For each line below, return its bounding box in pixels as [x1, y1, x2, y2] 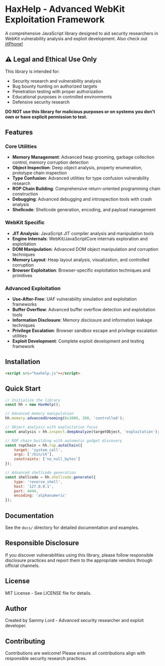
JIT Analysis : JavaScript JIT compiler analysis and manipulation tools [12, 230, 154, 236]
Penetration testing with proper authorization [12, 88, 103, 95]
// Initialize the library [5, 397, 61, 403]
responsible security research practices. [5, 656, 87, 662]
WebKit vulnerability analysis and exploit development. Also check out [5, 36, 148, 42]
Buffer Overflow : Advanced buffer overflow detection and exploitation [12, 307, 156, 313]
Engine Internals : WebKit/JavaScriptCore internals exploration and [12, 236, 148, 241]
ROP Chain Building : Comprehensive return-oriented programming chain [12, 186, 161, 191]
